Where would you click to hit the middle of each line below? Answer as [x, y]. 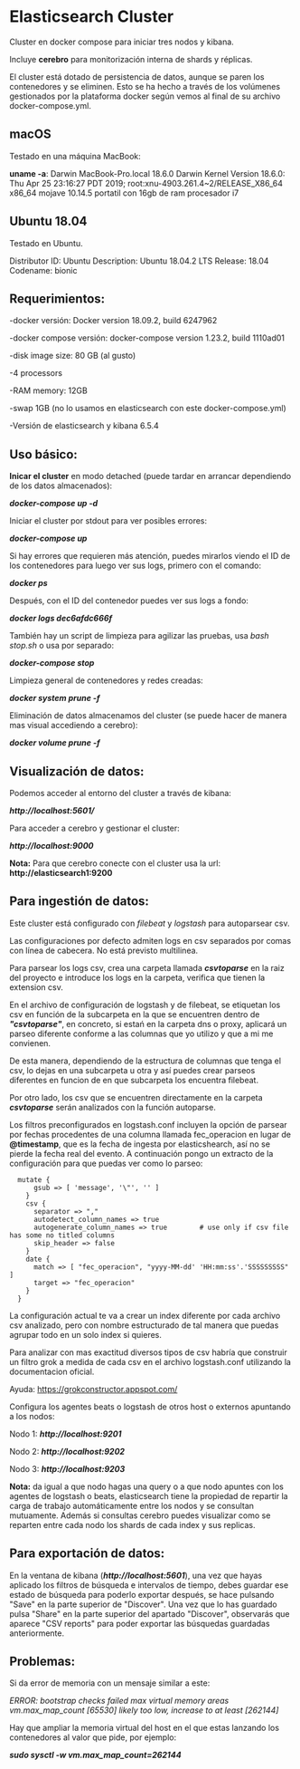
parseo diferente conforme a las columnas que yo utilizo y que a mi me [141, 1034]
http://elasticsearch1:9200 [61, 873]
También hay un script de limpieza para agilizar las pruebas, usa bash [139, 636]
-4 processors [36, 373]
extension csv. [36, 987]
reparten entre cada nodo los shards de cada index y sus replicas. [132, 1524]
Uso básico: [44, 454]
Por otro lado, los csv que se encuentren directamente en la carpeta [136, 1097]
